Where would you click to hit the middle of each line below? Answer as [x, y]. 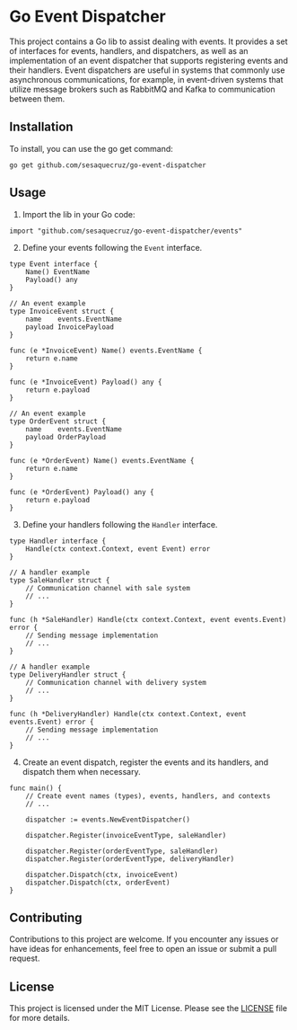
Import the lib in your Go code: [79, 214]
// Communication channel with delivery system [116, 682]
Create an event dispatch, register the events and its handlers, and [145, 762]
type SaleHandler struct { [60, 580]
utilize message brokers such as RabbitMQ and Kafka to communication [142, 89]
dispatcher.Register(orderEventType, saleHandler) [122, 851]
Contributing [46, 917]
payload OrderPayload [66, 437]
